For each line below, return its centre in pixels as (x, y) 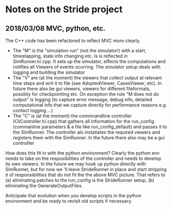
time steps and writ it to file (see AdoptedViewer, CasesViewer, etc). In (87, 83)
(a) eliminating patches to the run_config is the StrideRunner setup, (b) (80, 180)
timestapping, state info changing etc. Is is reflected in (70, 56)
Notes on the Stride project (64, 9)
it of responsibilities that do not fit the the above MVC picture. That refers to (85, 175)
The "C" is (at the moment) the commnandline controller (72, 116)
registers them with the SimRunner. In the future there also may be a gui (89, 138)
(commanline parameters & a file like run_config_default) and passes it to (90, 127)
